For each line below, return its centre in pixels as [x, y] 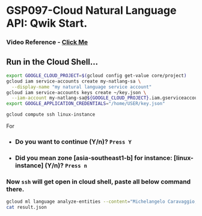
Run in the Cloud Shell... [52, 62]
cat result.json [26, 208]
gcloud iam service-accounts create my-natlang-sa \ [74, 81]
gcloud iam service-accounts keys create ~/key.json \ [76, 92]
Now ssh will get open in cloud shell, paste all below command [99, 182]
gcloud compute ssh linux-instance [51, 115]
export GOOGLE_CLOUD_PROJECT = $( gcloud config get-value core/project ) [96, 75]
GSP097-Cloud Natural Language [91, 11]
